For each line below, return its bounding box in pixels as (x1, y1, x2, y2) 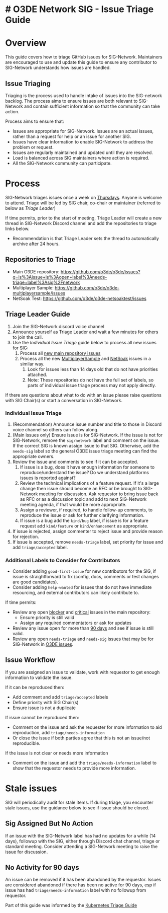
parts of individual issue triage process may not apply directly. (27, 382, 156, 388)
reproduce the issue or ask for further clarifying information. (20, 512, 144, 518)
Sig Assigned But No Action (5, 819, 93, 828)
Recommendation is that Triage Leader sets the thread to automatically (12, 235, 159, 241)
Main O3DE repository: (12, 268, 60, 275)
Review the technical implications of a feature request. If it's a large (20, 480, 159, 486)
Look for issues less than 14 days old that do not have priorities (27, 366, 158, 372)
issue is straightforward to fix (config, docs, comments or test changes (12, 574, 159, 580)
